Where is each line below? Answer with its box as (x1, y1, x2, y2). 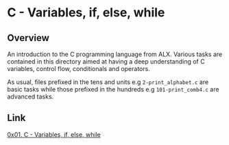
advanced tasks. (7, 92, 54, 101)
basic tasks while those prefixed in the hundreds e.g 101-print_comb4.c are (7, 85, 219, 93)
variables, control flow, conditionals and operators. (7, 65, 151, 72)
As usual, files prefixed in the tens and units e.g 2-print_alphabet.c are (7, 78, 209, 86)
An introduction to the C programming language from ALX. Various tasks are (7, 50, 223, 58)
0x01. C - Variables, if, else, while (7, 130, 101, 138)
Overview (7, 32, 50, 44)
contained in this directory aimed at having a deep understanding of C (7, 57, 205, 66)
